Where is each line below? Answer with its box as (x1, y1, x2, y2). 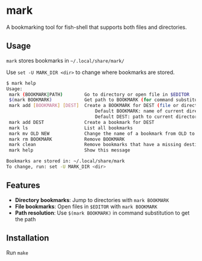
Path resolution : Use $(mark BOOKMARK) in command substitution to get (14, 209, 190, 216)
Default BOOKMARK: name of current (95, 108, 185, 114)
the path (14, 215, 36, 223)
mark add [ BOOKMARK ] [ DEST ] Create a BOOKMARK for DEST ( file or (8, 103, 179, 109)
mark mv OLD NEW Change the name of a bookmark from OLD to (8, 130, 195, 137)
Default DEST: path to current (95, 114, 173, 120)
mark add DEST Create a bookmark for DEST (8, 119, 155, 125)
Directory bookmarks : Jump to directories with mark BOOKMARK (14, 196, 170, 203)
